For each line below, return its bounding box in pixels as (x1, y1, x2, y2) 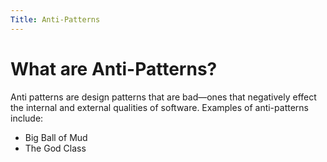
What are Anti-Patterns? (10, 57, 218, 80)
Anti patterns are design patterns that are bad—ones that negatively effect (10, 91, 317, 103)
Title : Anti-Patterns (10, 14, 101, 25)
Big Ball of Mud (24, 131, 88, 143)
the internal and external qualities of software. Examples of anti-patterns (10, 101, 309, 113)
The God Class (24, 142, 87, 154)
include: (10, 112, 44, 124)
